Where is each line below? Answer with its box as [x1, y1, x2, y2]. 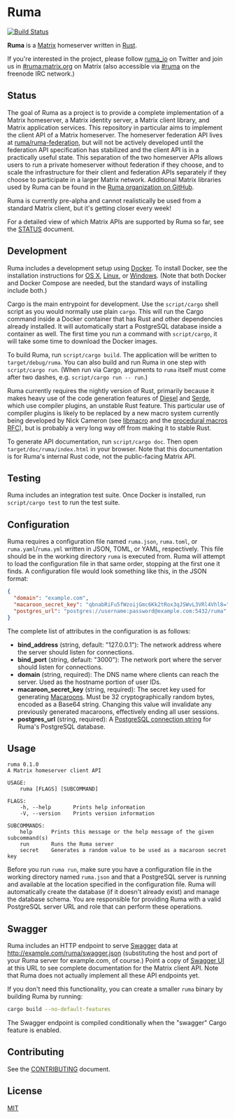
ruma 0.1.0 [7, 761, 39, 768]
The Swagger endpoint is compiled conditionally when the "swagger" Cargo [7, 1019, 227, 1027]
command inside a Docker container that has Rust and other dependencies [7, 315, 223, 323]
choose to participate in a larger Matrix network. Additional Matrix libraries [7, 175, 222, 184]
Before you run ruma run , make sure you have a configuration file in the [7, 865, 212, 874]
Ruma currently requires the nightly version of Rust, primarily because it [7, 386, 215, 394]
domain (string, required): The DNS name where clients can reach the [17, 670, 219, 678]
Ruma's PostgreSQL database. [17, 722, 106, 731]
